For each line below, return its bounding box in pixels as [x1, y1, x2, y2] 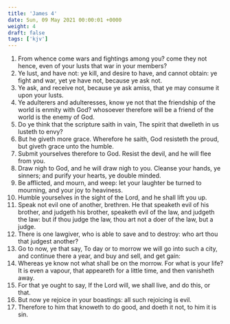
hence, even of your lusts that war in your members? [17, 62, 168, 70]
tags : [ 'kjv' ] [8, 36, 49, 43]
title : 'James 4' [8, 10, 58, 17]
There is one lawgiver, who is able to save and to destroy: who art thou [17, 230, 218, 238]
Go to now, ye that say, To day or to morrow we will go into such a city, [17, 245, 218, 253]
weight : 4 [8, 23, 36, 30]
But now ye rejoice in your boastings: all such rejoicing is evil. [17, 296, 192, 304]
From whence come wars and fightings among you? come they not [17, 54, 207, 63]
